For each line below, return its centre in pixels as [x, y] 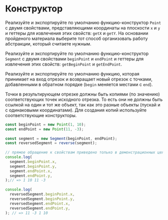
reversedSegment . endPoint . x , [40, 203]
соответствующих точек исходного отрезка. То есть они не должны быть [84, 99]
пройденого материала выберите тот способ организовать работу [76, 38]
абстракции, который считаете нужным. [48, 43]
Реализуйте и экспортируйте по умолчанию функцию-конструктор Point [83, 22]
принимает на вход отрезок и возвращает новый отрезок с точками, [79, 79]
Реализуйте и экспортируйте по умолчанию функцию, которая [72, 73]
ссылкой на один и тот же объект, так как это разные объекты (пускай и [83, 104]
